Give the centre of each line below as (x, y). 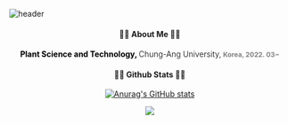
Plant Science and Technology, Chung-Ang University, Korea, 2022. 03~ (150, 54)
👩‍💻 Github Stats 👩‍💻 (150, 74)
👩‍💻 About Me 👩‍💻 (150, 34)
